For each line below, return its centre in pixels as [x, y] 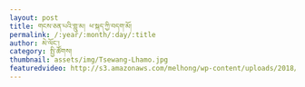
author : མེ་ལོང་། [35, 43]
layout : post [34, 18]
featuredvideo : [38, 69]
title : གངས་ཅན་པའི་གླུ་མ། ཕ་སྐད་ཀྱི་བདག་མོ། [71, 26]
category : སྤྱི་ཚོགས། [41, 52]
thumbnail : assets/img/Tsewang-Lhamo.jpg [89, 60]
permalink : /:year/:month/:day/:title [83, 34]
